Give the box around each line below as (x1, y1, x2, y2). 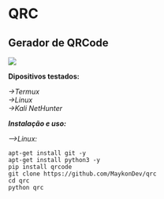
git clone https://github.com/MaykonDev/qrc (8, 170, 157, 178)
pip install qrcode (8, 163, 73, 171)
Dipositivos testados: (8, 72, 80, 81)
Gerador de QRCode (8, 36, 109, 50)
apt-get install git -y (8, 149, 87, 157)
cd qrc (8, 177, 30, 185)
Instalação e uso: (8, 119, 67, 128)
